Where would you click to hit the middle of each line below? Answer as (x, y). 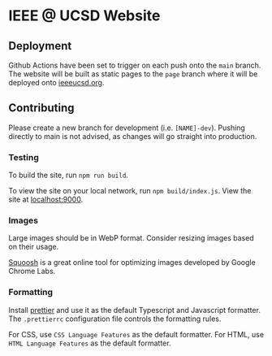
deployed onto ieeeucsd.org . (56, 82)
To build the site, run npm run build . (68, 175)
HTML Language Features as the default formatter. (90, 343)
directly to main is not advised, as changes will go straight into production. (133, 136)
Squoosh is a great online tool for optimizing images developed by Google (132, 263)
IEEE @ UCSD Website (84, 16)
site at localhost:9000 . (46, 200)
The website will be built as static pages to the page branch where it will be (133, 74)
